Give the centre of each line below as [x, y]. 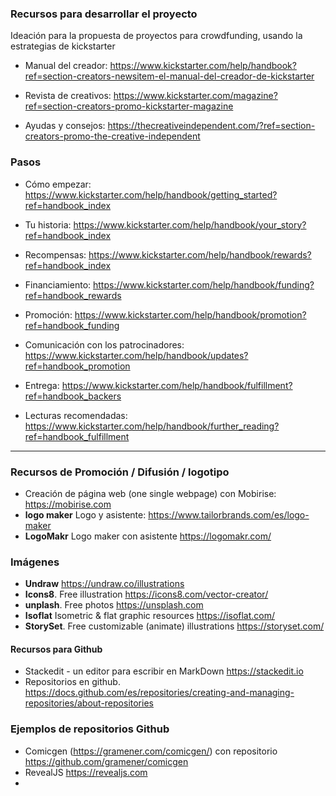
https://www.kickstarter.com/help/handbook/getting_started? [151, 194]
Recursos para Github [56, 649]
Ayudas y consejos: [65, 126]
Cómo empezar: [58, 184]
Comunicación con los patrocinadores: [104, 344]
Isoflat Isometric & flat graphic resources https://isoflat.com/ [150, 616]
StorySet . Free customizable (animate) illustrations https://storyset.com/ [174, 626]
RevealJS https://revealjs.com [86, 772]
